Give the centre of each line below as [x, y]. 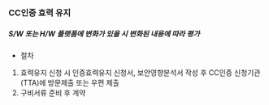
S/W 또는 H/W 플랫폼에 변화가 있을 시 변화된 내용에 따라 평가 [104, 33]
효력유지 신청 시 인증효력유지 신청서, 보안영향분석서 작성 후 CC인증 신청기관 [140, 72]
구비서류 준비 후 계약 [53, 92]
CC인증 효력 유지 [40, 12]
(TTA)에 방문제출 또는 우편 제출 [69, 82]
